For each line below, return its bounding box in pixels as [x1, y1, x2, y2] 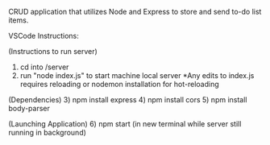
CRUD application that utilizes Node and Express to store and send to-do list [8, 7, 262, 16]
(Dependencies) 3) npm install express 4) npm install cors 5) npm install [8, 95, 247, 104]
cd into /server [19, 62, 69, 72]
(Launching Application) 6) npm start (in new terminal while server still [8, 119, 242, 128]
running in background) [8, 128, 87, 137]
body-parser [8, 104, 51, 113]
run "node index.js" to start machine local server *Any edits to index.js [19, 71, 255, 80]
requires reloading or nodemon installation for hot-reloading [19, 80, 219, 89]
